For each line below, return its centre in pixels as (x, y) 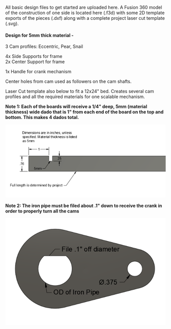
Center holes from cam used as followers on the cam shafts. (68, 81)
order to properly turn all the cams (42, 211)
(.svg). (12, 23)
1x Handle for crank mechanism (38, 72)
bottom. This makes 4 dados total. (42, 117)
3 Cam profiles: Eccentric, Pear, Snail (44, 47)
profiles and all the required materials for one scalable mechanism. (75, 97)
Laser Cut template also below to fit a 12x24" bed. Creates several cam (80, 92)
